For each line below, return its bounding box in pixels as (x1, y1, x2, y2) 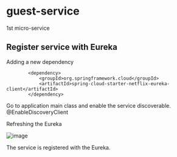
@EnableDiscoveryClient (6, 108, 69, 116)
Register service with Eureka (6, 42, 117, 52)
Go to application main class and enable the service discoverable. (6, 102, 172, 109)
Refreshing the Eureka (6, 120, 62, 127)
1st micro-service (6, 24, 50, 32)
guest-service (6, 4, 80, 18)
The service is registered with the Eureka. (6, 144, 111, 151)
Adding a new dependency (6, 58, 74, 65)
